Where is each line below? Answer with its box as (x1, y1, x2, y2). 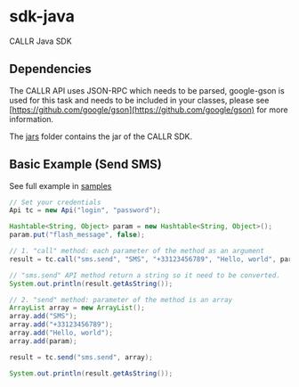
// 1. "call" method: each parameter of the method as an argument (9, 247, 265, 256)
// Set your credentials (9, 198, 101, 207)
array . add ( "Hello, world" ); (9, 328, 114, 338)
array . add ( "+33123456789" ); (9, 320, 114, 329)
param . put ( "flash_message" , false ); (9, 230, 145, 240)
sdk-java (9, 6, 76, 27)
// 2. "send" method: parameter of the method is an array (9, 295, 233, 304)
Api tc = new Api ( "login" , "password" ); (9, 206, 162, 215)
